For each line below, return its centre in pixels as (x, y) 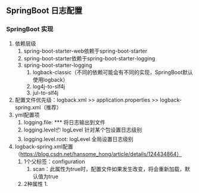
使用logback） (50, 79)
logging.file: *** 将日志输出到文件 (64, 122)
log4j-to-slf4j (49, 86)
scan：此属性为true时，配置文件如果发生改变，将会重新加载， (109, 169)
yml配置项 (27, 115)
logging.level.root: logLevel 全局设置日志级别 (78, 139)
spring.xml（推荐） (38, 107)
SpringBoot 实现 (30, 29)
